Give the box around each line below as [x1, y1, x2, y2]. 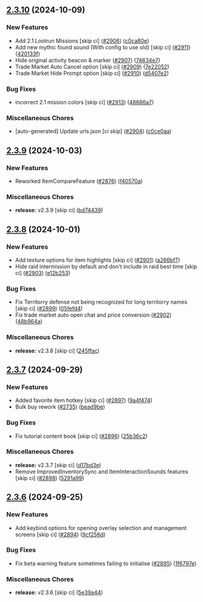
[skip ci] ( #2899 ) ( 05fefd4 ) [15, 305, 83, 312]
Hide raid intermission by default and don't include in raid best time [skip [15, 262, 198, 270]
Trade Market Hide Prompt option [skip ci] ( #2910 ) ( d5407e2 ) [15, 70, 169, 77]
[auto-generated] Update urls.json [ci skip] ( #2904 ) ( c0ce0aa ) [15, 127, 172, 135]
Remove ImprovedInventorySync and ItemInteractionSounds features [15, 468, 188, 475]
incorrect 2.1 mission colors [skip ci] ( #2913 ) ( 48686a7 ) [15, 98, 154, 106]
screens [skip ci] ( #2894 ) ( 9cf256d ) [15, 531, 106, 538]
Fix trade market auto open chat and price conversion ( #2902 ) [15, 311, 172, 319]
